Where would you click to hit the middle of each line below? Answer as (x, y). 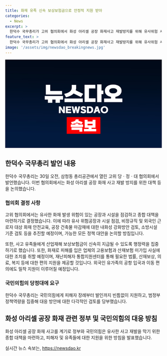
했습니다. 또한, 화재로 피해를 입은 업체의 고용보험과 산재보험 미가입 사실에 (89, 250)
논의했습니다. (23, 189)
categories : (17, 16)
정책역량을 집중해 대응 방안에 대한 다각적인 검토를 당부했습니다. (66, 301)
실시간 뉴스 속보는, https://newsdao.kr (43, 348)
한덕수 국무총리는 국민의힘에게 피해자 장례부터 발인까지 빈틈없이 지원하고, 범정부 (83, 295)
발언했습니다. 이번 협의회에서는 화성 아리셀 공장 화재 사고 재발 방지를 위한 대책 (81, 183)
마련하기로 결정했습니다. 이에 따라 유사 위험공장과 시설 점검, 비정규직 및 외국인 (81, 221)
